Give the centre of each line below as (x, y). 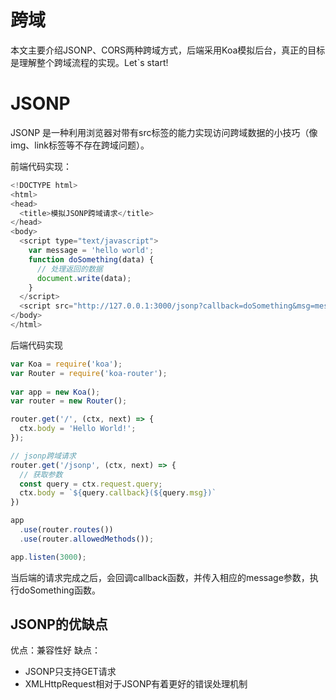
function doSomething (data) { (91, 259)
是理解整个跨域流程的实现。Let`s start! (89, 62)
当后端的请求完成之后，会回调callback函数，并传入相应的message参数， (160, 577)
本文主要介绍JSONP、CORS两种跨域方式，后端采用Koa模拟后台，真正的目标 (168, 50)
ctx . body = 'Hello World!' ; (78, 429)
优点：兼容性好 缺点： (55, 650)
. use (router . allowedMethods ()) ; (87, 539)
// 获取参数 (41, 474)
